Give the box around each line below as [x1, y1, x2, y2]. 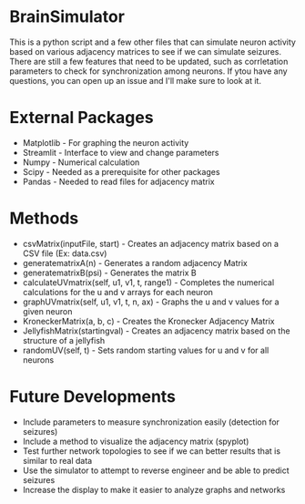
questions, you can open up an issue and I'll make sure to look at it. [9, 75, 262, 86]
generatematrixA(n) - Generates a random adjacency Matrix [22, 257, 248, 268]
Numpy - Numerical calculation [22, 157, 140, 168]
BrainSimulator [9, 6, 126, 27]
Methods [9, 208, 79, 229]
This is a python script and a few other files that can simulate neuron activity [9, 36, 296, 47]
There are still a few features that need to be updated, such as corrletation [9, 56, 289, 67]
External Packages [9, 108, 154, 129]
